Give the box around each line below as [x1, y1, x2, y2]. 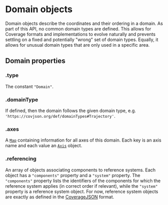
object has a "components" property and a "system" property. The [5, 172, 141, 178]
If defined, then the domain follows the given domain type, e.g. [5, 108, 136, 114]
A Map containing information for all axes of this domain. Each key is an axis [5, 137, 162, 143]
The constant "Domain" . [5, 83, 54, 89]
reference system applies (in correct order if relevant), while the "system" [5, 183, 158, 189]
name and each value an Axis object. [5, 143, 82, 149]
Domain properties [5, 57, 66, 65]
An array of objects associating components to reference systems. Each [5, 166, 156, 173]
